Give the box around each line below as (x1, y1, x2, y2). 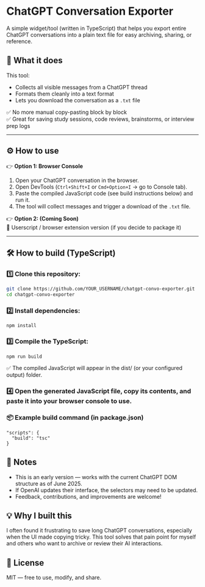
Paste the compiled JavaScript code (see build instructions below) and (15, 189, 193, 197)
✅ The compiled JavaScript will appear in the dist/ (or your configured (6, 364, 183, 371)
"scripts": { (6, 430, 40, 436)
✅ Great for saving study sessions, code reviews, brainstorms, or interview (6, 115, 195, 123)
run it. (15, 196, 31, 203)
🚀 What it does (6, 55, 63, 66)
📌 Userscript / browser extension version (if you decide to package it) (6, 224, 182, 231)
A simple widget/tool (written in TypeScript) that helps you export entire (6, 25, 187, 32)
